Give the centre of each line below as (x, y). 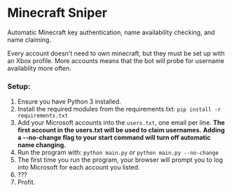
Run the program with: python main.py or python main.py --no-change (118, 153)
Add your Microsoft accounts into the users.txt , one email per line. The (121, 123)
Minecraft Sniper (57, 13)
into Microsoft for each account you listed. (79, 167)
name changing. (42, 145)
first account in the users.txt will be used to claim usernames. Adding (121, 130)
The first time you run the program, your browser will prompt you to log (120, 160)
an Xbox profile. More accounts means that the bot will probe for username (116, 60)
